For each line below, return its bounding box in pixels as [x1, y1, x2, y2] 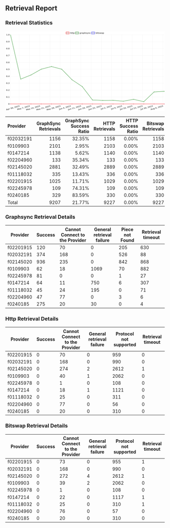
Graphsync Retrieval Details [5, 213, 75, 220]
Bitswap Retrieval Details [5, 422, 68, 430]
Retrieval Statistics [5, 19, 53, 26]
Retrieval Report [5, 4, 58, 13]
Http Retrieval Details [5, 315, 59, 322]
